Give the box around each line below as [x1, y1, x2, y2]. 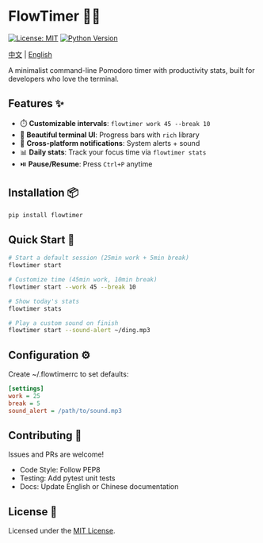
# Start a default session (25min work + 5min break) [8, 254, 190, 262]
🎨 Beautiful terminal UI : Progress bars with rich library [19, 130, 200, 140]
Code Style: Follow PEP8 [19, 465, 101, 475]
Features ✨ [8, 97, 64, 110]
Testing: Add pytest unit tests [19, 473, 116, 483]
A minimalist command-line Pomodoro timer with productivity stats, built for [8, 65, 255, 75]
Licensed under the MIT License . [8, 526, 116, 536]
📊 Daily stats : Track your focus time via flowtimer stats [19, 147, 207, 157]
